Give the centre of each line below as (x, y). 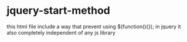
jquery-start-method (59, 11)
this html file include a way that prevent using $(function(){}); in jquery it (94, 26)
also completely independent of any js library (61, 32)
